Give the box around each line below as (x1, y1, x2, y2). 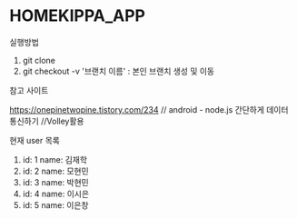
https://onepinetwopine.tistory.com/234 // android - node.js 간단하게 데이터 (9, 104, 289, 114)
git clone (22, 55, 56, 65)
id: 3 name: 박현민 (22, 176, 89, 187)
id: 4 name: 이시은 (22, 188, 89, 199)
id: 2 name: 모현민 (22, 165, 89, 176)
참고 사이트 (9, 85, 49, 95)
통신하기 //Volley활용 (9, 115, 84, 126)
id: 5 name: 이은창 (22, 199, 89, 210)
